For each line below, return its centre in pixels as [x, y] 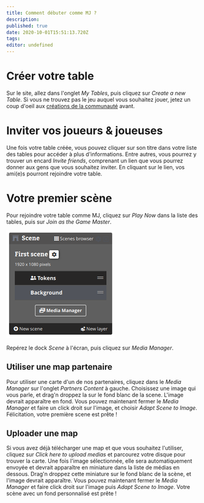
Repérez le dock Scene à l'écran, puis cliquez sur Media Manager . [90, 348]
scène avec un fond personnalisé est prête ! [62, 494]
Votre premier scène [59, 198]
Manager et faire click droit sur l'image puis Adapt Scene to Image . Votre [98, 487]
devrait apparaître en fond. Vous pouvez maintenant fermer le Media [93, 401]
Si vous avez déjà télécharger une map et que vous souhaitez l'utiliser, [95, 448]
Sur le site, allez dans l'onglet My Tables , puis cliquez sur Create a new [96, 93]
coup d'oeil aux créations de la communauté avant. [71, 106]
